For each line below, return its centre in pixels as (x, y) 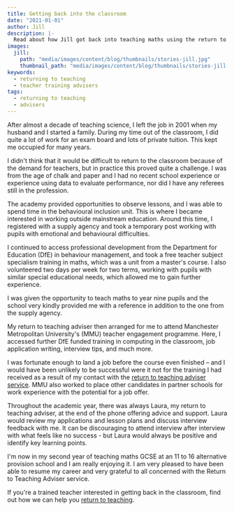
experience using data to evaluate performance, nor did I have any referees (116, 183)
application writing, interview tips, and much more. (80, 349)
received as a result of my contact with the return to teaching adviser (107, 377)
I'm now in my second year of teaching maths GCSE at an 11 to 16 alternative (117, 456)
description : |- (31, 33)
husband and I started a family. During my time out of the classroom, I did (113, 132)
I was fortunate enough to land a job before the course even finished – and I (116, 362)
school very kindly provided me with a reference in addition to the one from (116, 305)
